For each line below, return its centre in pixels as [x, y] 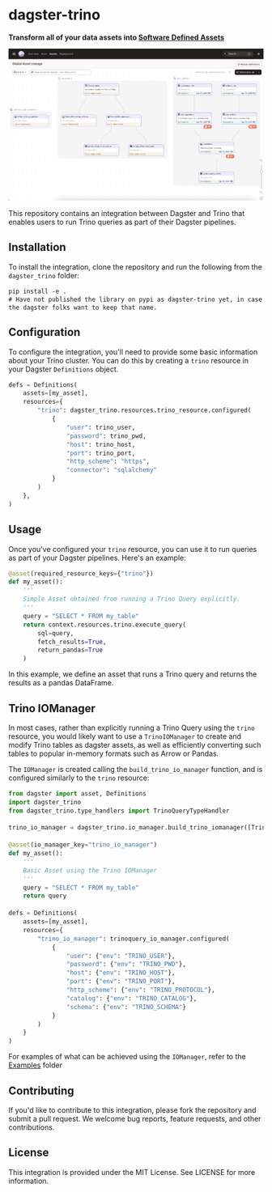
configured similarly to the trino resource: [79, 778]
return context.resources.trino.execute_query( [104, 625]
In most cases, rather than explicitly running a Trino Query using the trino [132, 728]
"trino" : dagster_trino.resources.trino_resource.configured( [144, 410]
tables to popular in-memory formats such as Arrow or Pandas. [114, 753]
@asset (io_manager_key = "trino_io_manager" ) [83, 845]
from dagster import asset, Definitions [78, 793]
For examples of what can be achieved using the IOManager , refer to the [127, 1057]
